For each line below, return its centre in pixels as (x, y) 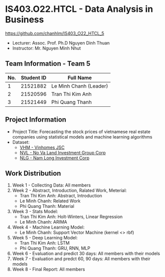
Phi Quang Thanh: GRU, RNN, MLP (55, 248)
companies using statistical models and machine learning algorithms (82, 137)
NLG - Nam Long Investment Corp (55, 158)
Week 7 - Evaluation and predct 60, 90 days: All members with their (81, 259)
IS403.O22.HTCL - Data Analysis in (79, 9)
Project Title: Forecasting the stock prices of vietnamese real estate (81, 132)
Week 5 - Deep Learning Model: (45, 238)
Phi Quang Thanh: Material (47, 206)
